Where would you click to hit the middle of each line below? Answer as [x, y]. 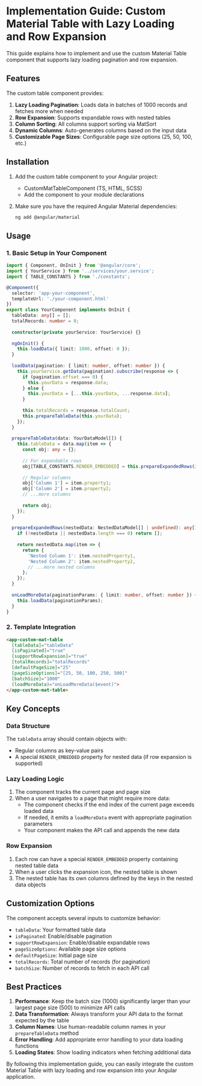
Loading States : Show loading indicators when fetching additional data [103, 1052]
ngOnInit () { [28, 343]
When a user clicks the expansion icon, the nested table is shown [96, 872]
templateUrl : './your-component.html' [60, 299]
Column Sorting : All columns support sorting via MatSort [86, 124]
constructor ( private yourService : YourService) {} [76, 332]
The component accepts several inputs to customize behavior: [84, 918]
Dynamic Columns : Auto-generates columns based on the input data [101, 130]
